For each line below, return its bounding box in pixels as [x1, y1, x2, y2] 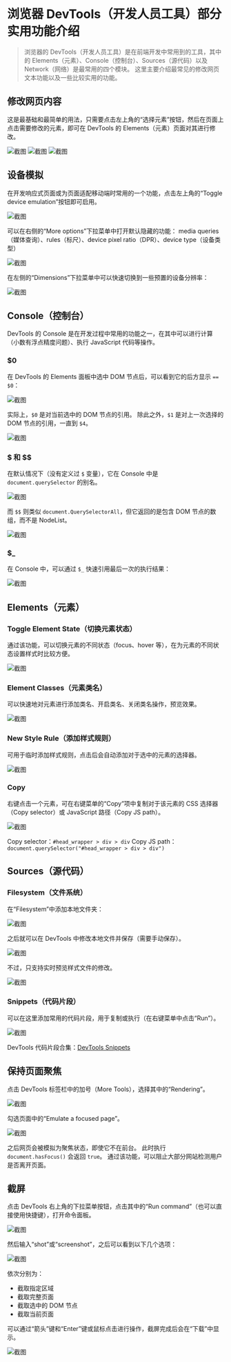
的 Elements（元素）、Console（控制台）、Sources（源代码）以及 [23, 56, 208, 64]
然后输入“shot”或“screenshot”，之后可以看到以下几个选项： [7, 1240, 177, 1248]
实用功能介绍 [7, 23, 81, 39]
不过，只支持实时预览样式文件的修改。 [7, 963, 116, 972]
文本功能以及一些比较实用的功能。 [23, 73, 121, 81]
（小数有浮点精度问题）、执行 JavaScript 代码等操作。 [7, 338, 159, 347]
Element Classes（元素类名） [7, 683, 107, 693]
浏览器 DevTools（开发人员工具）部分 [7, 6, 222, 22]
